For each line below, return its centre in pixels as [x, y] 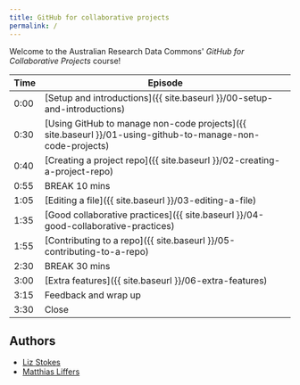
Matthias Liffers [51, 372]
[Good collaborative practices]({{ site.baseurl [139, 215]
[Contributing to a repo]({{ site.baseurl [125, 240]
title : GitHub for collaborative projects [89, 17]
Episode [165, 83]
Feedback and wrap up [92, 295]
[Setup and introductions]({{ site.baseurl [129, 97]
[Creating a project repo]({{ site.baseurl [127, 160]
